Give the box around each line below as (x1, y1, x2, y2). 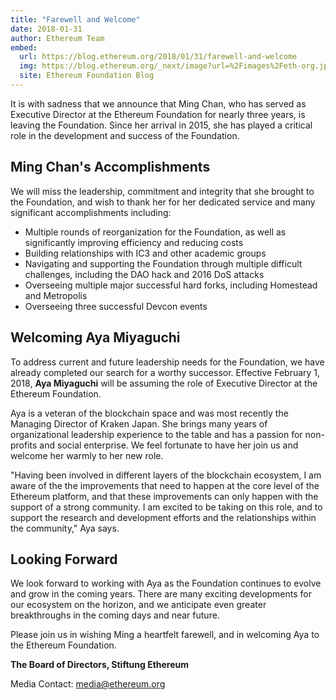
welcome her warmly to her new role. (10, 449, 164, 461)
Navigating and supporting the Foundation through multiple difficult (24, 257, 303, 270)
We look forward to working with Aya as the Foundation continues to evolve (10, 577, 322, 590)
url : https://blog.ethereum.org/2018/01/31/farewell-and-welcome (19, 52, 298, 62)
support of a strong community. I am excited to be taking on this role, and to (10, 501, 323, 513)
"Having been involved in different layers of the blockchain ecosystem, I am (10, 469, 322, 481)
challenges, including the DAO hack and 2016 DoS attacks (24, 268, 265, 280)
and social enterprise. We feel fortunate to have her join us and (39, 439, 299, 451)
